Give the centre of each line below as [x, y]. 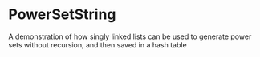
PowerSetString [62, 15]
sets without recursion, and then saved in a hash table [97, 44]
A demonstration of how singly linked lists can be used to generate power [130, 36]
